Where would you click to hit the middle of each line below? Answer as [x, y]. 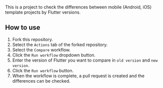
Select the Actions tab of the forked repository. [60, 44]
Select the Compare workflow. [41, 50]
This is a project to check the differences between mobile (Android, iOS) [78, 7]
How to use [23, 28]
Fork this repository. [33, 39]
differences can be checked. [41, 81]
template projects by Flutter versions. [43, 12]
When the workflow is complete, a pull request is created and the [78, 76]
